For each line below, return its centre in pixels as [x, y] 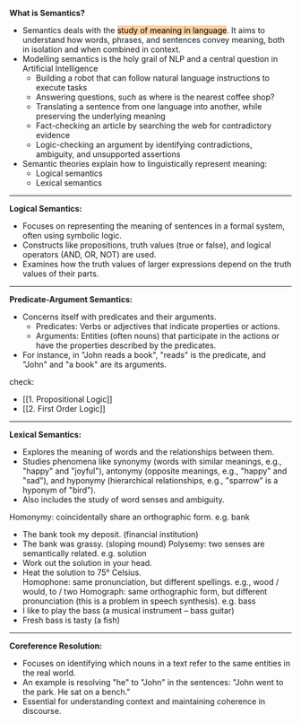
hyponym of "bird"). [59, 490]
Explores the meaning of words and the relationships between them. [148, 452]
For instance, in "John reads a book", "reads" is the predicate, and [144, 355]
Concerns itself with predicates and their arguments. [119, 317]
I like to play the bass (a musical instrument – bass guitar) [128, 610]
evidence [52, 135]
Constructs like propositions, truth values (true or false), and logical [146, 245]
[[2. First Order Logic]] [64, 409]
